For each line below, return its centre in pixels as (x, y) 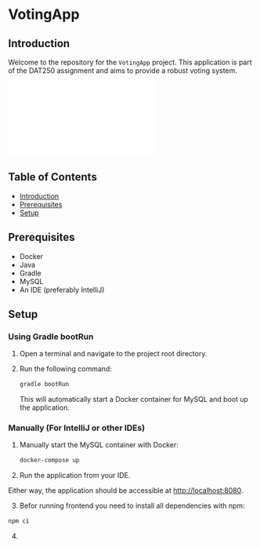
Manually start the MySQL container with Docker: (99, 445)
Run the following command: (65, 369)
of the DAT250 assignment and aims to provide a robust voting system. (123, 71)
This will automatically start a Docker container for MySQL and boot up (134, 399)
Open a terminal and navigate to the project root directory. (113, 354)
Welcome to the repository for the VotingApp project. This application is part (130, 62)
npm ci (19, 521)
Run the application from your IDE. (75, 476)
